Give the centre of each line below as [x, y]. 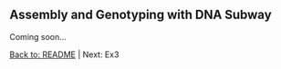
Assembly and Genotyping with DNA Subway [140, 15]
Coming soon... [38, 36]
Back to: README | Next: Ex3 [64, 54]
